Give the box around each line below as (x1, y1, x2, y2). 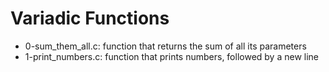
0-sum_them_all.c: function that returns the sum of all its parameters (24, 40, 307, 52)
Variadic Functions (10, 7, 170, 30)
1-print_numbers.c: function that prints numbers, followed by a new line (24, 50, 320, 62)
